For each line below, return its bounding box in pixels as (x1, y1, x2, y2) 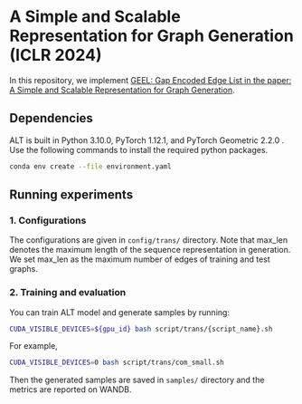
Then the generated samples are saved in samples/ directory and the (9, 374, 265, 386)
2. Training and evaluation (9, 286, 127, 299)
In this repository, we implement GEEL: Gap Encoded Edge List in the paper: (9, 74, 292, 85)
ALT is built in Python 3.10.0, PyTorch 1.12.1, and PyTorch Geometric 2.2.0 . (9, 134, 285, 146)
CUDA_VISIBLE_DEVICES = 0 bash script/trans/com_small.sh (9, 358, 224, 368)
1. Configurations (9, 214, 87, 226)
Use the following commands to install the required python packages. (9, 144, 269, 155)
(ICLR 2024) (9, 45, 102, 65)
